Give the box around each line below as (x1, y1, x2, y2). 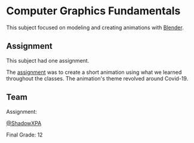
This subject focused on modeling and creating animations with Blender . (6, 24, 184, 31)
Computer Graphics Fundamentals (6, 4, 181, 18)
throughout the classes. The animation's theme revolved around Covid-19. (6, 74, 189, 82)
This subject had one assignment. (6, 57, 90, 64)
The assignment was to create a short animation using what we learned (6, 69, 182, 76)
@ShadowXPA (6, 119, 42, 126)
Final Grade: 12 (6, 131, 43, 138)
